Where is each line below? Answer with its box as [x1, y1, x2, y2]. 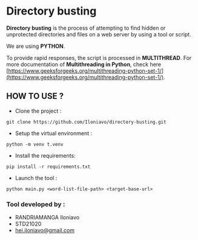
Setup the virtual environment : [15, 129, 93, 137]
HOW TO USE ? [6, 91, 64, 101]
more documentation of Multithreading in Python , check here [6, 61, 162, 68]
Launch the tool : [15, 174, 58, 181]
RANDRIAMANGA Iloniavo [15, 214, 80, 221]
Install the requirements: [15, 152, 76, 159]
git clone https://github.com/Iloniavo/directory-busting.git [6, 119, 167, 125]
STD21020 [15, 220, 42, 228]
